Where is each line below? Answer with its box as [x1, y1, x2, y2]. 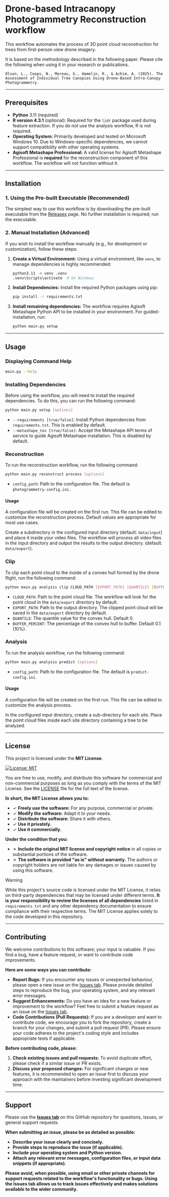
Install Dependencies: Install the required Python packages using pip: [12, 285, 158, 291]
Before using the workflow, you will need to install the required [5, 392, 135, 398]
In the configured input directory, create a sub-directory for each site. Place [5, 712, 162, 718]
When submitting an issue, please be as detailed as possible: [5, 1129, 136, 1136]
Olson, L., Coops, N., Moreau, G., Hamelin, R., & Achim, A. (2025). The [5, 71, 163, 76]
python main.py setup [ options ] [5, 407, 73, 413]
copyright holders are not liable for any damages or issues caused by [12, 862, 156, 868]
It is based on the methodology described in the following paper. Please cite [5, 56, 163, 62]
